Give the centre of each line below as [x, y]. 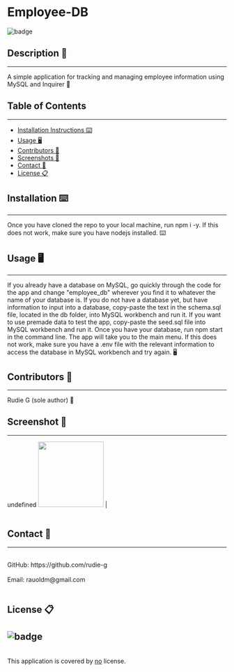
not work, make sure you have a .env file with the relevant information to [111, 344]
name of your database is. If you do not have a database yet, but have [108, 300]
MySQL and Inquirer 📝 [39, 84]
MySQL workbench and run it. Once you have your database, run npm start [115, 330]
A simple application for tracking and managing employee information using [116, 77]
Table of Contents [47, 106]
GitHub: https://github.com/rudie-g [57, 565]
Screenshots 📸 [38, 158]
